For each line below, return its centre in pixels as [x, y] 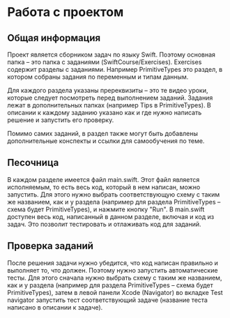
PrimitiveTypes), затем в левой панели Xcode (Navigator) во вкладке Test [115, 292]
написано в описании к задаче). [55, 307]
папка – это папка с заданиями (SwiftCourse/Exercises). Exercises [105, 62]
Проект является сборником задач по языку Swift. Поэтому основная [112, 54]
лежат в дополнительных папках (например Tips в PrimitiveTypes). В [109, 105]
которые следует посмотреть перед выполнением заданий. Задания [110, 98]
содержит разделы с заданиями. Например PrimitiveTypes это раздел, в [115, 69]
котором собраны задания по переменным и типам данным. [98, 77]
